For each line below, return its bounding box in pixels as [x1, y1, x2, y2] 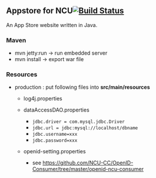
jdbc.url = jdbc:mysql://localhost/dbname [32, 125, 138, 131]
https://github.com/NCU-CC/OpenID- [42, 159, 134, 166]
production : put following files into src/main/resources [14, 83, 150, 91]
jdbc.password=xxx [32, 137, 78, 144]
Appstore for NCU [6, 6, 74, 16]
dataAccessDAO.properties [23, 106, 89, 113]
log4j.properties [23, 95, 63, 102]
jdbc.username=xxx [32, 132, 78, 137]
